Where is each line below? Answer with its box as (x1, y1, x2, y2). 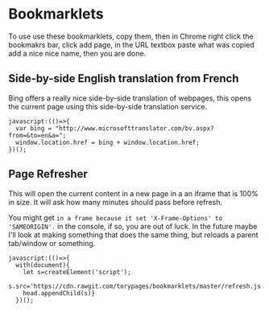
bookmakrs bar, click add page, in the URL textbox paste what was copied (8, 39, 255, 49)
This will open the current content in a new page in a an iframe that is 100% (8, 188, 259, 198)
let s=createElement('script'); (23, 268, 131, 276)
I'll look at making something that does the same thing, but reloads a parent (8, 230, 259, 240)
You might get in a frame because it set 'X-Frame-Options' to (8, 212, 223, 222)
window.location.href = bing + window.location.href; (15, 138, 200, 146)
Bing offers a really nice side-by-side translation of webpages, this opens (8, 93, 252, 103)
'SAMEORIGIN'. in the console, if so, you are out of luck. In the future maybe (8, 221, 258, 231)
